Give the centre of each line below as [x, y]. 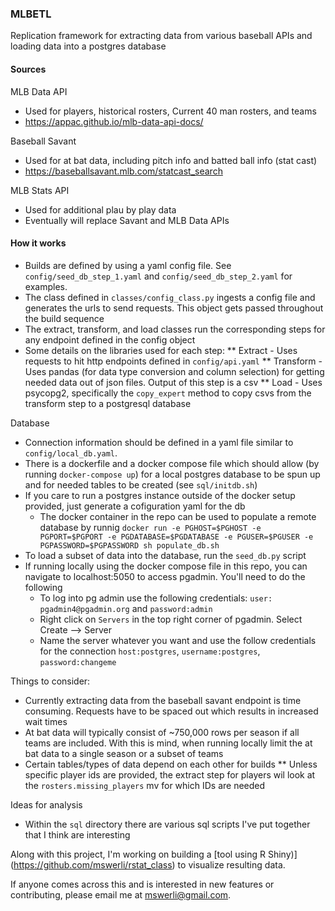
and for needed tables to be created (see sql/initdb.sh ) [141, 484]
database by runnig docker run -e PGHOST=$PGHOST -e [150, 527]
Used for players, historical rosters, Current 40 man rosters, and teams [170, 111]
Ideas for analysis [46, 804]
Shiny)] [282, 854]
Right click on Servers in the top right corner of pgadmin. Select [171, 619]
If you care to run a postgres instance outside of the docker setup [160, 495]
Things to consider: [50, 681]
